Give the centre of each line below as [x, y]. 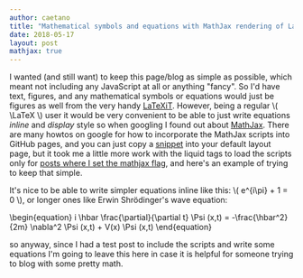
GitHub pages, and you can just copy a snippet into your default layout [140, 144]
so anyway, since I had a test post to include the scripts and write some [142, 245]
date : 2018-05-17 [42, 34]
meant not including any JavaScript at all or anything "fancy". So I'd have [145, 87]
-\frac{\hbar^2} [260, 218]
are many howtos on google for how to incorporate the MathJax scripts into [150, 134]
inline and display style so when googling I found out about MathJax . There [150, 125]
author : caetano [40, 18]
